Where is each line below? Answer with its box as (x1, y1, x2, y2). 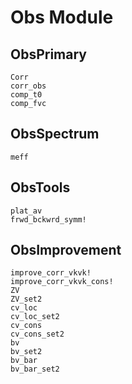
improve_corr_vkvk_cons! (10, 277, 114, 287)
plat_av (10, 206, 43, 216)
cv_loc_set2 (10, 312, 60, 322)
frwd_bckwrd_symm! (10, 214, 87, 225)
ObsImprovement (10, 242, 122, 259)
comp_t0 (10, 90, 43, 100)
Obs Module (10, 6, 114, 29)
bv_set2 (10, 347, 43, 357)
